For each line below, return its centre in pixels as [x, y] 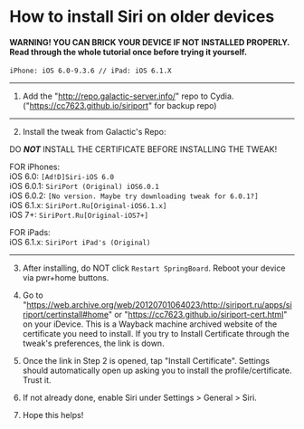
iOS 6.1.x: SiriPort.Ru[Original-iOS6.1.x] [88, 205]
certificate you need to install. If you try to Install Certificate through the [156, 334]
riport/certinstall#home [66, 315]
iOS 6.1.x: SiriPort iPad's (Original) [80, 243]
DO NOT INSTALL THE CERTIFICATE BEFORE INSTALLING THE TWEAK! [143, 149]
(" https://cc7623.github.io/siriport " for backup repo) [119, 106]
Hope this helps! [53, 415]
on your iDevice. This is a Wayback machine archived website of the [150, 324]
